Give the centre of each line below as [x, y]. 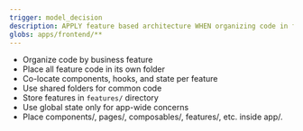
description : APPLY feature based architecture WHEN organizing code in [149, 26]
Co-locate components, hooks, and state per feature [120, 79]
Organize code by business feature [87, 60]
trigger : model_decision [56, 17]
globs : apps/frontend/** [56, 34]
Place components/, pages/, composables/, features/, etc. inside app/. [152, 117]
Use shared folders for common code [92, 88]
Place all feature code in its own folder [93, 69]
